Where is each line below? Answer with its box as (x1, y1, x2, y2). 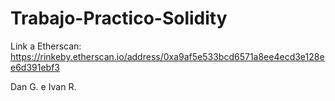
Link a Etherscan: (10, 40, 82, 52)
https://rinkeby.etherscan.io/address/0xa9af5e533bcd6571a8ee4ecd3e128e (10, 50, 325, 62)
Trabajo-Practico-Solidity (10, 7, 228, 30)
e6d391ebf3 (10, 61, 61, 73)
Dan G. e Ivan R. (10, 80, 77, 92)
